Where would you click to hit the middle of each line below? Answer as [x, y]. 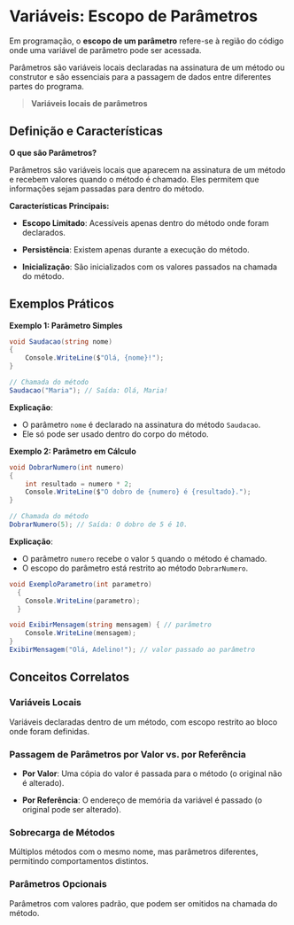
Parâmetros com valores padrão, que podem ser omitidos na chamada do [143, 903]
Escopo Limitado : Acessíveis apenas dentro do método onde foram [146, 222]
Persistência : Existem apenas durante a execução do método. [135, 249]
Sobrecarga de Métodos [62, 832]
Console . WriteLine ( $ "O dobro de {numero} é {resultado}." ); [138, 492]
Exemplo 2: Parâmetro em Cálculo [73, 451]
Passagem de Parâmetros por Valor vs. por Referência [128, 754]
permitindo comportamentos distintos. [79, 861]
